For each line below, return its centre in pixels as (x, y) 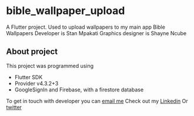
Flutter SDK (29, 77)
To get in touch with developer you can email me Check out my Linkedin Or (97, 101)
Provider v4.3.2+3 (36, 83)
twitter (14, 107)
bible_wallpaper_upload (66, 11)
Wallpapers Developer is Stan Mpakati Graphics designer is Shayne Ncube (96, 33)
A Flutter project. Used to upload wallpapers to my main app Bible (86, 27)
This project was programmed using (50, 66)
